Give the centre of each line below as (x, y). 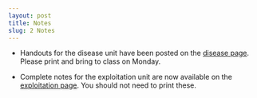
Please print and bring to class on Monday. (90, 61)
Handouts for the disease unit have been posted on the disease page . (134, 53)
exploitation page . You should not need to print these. (108, 85)
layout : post (30, 16)
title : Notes (30, 23)
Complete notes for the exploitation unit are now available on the (126, 77)
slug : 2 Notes (32, 30)
